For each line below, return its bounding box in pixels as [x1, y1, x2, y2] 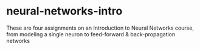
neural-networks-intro [6, 4, 123, 18]
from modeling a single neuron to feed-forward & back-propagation [6, 30, 176, 38]
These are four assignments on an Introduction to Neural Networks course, [6, 24, 195, 31]
